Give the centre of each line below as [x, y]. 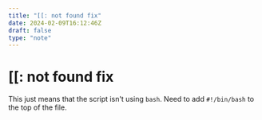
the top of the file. [38, 107]
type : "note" [30, 38]
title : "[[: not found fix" [55, 15]
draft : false [30, 30]
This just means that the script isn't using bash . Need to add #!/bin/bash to [131, 99]
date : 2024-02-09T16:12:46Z [55, 23]
